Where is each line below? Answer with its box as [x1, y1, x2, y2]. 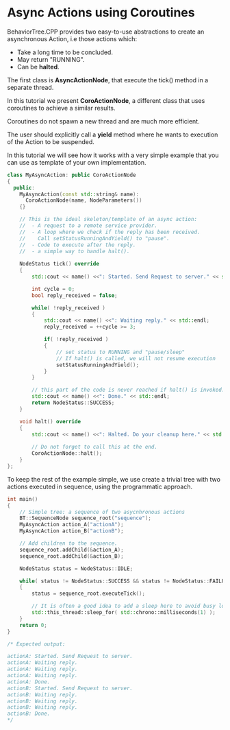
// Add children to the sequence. [19, 540, 118, 547]
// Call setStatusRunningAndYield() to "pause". [19, 235, 170, 242]
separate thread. [7, 83, 54, 91]
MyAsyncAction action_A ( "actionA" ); [19, 521, 125, 528]
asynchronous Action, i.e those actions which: [7, 34, 138, 43]
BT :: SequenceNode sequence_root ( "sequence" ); [19, 515, 152, 522]
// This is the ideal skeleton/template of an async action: [19, 216, 197, 223]
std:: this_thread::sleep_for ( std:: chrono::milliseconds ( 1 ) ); [31, 609, 216, 616]
